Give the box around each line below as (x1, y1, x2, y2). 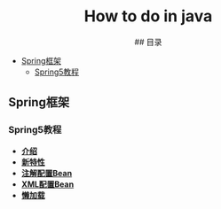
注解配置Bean (20, 167, 73, 178)
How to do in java (83, 6, 213, 27)
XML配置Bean (20, 179, 75, 190)
